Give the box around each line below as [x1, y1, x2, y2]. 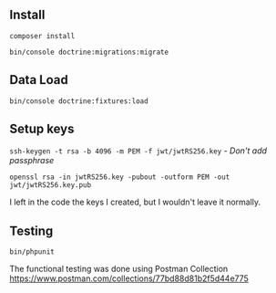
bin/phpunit [9, 247, 55, 256]
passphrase [9, 155, 55, 166]
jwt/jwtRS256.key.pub [9, 181, 92, 190]
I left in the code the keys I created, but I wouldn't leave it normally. [9, 196, 261, 208]
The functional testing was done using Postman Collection [9, 264, 229, 275]
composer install [9, 31, 76, 40]
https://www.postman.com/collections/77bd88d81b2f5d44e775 [9, 273, 249, 284]
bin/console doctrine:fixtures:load [9, 96, 148, 106]
